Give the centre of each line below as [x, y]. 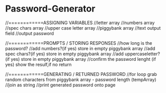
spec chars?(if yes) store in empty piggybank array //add [65, 54]
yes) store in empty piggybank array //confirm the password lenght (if [84, 59]
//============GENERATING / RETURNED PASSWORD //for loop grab [81, 74]
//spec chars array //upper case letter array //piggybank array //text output [83, 28]
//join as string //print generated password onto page [61, 85]
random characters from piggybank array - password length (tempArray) [81, 79]
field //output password [30, 33]
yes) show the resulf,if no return [38, 64]
